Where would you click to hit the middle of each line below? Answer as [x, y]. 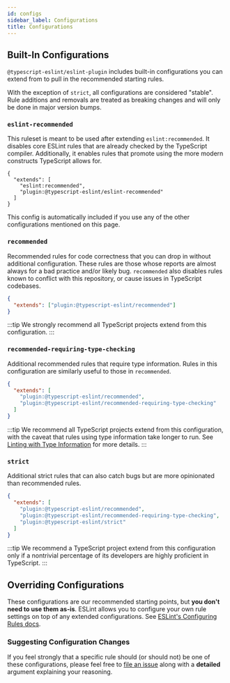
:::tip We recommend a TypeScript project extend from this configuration [112, 548]
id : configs [24, 14]
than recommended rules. [44, 483]
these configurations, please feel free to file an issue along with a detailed [114, 665]
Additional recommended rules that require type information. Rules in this [112, 364]
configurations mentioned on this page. [64, 224]
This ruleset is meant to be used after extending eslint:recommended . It [109, 139]
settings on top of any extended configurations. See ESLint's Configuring [112, 617]
